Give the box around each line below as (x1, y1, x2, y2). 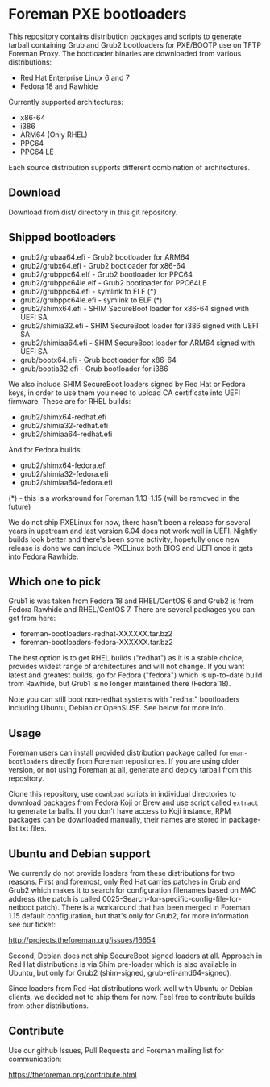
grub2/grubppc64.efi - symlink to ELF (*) (19, 286, 157, 296)
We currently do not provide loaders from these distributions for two (8, 868, 235, 877)
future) (8, 502, 31, 511)
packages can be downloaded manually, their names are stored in (8, 815, 227, 825)
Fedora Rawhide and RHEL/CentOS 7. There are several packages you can (8, 605, 255, 614)
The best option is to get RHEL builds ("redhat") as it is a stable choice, (8, 653, 244, 663)
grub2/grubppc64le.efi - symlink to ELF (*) (19, 295, 163, 305)
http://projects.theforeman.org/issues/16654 (8, 935, 156, 944)
